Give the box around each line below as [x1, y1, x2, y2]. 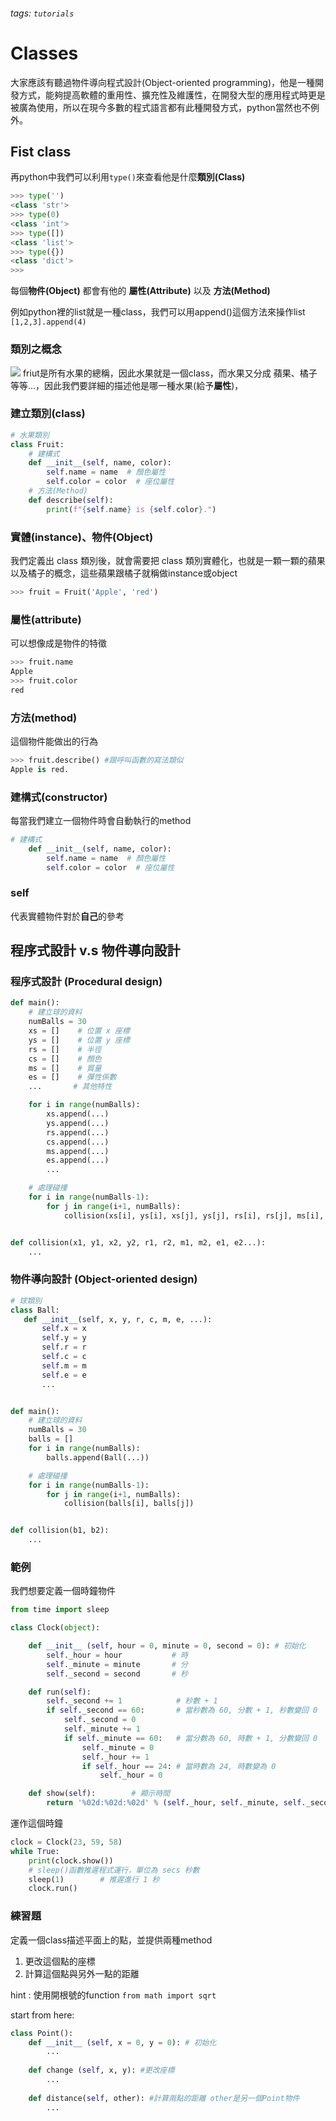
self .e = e [41, 1370, 87, 1380]
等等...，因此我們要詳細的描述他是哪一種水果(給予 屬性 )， [10, 379, 244, 391]
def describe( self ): [28, 495, 114, 505]
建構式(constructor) [10, 790, 108, 804]
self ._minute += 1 [63, 1724, 141, 1734]
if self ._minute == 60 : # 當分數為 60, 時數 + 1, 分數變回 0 [63, 1733, 318, 1743]
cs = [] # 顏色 [28, 1054, 102, 1064]
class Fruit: [10, 439, 65, 449]
